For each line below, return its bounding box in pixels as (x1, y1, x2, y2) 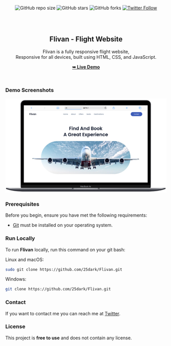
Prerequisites (5, 200, 39, 207)
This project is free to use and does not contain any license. (5, 335, 132, 341)
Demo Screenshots (5, 86, 54, 94)
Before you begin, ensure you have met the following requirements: (5, 212, 147, 218)
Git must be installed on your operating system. (12, 222, 113, 228)
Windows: (5, 276, 27, 282)
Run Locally (5, 235, 35, 242)
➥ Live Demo (72, 64, 100, 70)
